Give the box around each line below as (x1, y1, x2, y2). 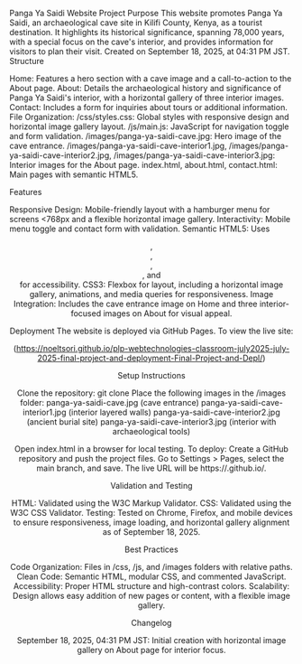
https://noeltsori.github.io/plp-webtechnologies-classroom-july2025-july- (16, 343, 290, 353)
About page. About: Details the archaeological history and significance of (9, 83, 282, 93)
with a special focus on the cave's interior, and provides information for (9, 36, 274, 47)
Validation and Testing (110, 481, 193, 491)
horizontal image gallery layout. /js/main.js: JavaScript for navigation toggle (9, 121, 290, 132)
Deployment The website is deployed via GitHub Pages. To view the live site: (9, 325, 294, 336)
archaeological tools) (112, 426, 191, 436)
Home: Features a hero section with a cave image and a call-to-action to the (9, 73, 292, 84)
